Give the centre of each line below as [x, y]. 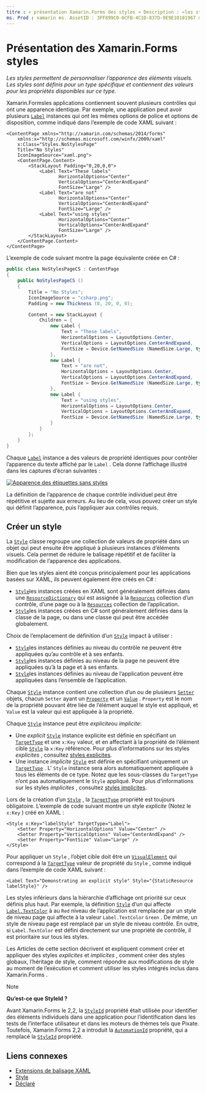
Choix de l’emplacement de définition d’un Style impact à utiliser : [90, 636]
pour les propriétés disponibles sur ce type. [61, 91]
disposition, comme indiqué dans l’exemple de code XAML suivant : [92, 123]
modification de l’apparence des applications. [64, 561]
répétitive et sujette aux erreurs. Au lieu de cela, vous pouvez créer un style [102, 501]
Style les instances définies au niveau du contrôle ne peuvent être [98, 647]
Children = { [55, 320]
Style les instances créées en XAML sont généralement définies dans [102, 591]
